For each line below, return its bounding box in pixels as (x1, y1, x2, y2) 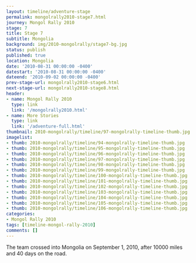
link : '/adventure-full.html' (11, 124, 85, 129)
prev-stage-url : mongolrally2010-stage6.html (6, 80, 119, 86)
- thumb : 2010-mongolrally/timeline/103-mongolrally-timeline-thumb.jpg (6, 189, 188, 195)
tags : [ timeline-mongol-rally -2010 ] (6, 222, 96, 228)
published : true (6, 52, 46, 58)
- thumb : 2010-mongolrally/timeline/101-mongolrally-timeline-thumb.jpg (6, 178, 188, 184)
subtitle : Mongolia (6, 36, 54, 42)
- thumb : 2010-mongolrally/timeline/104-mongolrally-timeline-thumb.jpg (6, 195, 188, 201)
